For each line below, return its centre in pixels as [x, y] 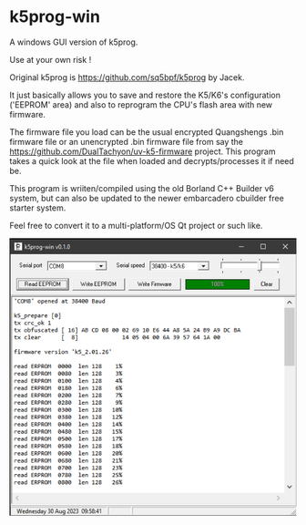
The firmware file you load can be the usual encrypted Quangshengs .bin [147, 132]
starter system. [38, 208]
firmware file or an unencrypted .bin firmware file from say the [127, 141]
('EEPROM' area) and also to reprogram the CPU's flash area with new [141, 104]
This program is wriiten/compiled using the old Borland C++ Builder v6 [142, 188]
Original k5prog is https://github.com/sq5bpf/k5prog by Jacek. [127, 77]
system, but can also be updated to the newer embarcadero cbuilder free [147, 198]
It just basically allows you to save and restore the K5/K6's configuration [145, 95]
